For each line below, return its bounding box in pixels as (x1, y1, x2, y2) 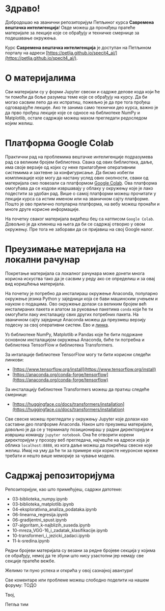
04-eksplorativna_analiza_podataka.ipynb (12, 506, 97, 512)
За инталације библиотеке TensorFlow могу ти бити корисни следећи (5, 351, 151, 357)
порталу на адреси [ (5, 50, 48, 56)
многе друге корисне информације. (5, 206, 80, 212)
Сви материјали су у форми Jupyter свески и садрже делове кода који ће (5, 88, 161, 94)
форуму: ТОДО (5, 582, 37, 588)
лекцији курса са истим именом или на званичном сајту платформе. (5, 195, 150, 201)
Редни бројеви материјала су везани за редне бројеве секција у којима (5, 547, 156, 553)
